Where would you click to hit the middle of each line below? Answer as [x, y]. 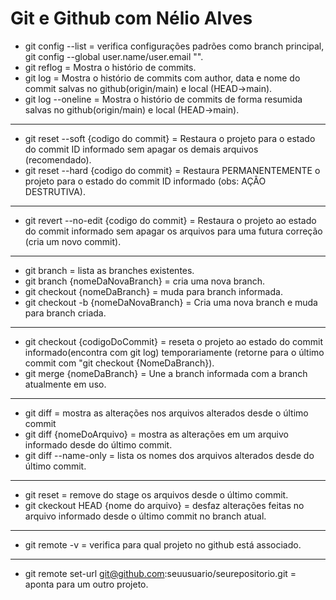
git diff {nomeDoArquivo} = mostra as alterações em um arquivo [156, 434]
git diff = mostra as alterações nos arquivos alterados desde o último [166, 413]
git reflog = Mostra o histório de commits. [110, 67]
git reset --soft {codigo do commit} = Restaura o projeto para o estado [170, 138]
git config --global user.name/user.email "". [114, 56]
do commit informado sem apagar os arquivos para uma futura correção [173, 231]
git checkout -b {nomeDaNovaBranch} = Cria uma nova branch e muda [171, 302]
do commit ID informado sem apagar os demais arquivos [141, 149]
